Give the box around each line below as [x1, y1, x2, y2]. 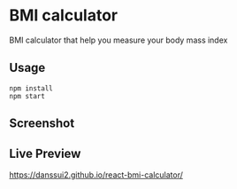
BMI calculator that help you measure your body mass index [9, 35, 228, 45]
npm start [9, 91, 46, 100]
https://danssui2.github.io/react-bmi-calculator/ [9, 169, 184, 180]
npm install [9, 83, 53, 93]
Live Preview [9, 146, 81, 161]
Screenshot [9, 116, 75, 131]
